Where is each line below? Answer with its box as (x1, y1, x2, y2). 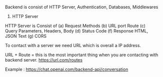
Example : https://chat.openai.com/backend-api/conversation (5, 66, 128, 72)
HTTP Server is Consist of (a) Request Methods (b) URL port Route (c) (5, 23, 146, 29)
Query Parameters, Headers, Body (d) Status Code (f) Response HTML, (5, 28, 148, 33)
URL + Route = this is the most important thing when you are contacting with (5, 52, 158, 58)
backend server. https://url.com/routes (5, 57, 83, 62)
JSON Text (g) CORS (5, 33, 47, 39)
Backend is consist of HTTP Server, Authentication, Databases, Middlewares (5, 4, 159, 10)
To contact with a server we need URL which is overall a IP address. (5, 43, 141, 48)
